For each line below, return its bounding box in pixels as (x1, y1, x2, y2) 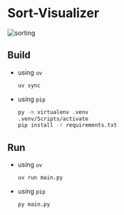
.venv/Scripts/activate (17, 115, 89, 122)
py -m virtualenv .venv (17, 108, 89, 115)
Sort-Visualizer (7, 5, 100, 21)
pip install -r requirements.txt (17, 122, 118, 129)
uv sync (17, 82, 41, 89)
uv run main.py (17, 174, 63, 182)
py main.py (17, 201, 51, 208)
